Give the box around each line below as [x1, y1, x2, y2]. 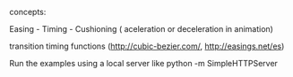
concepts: [9, 7, 47, 17]
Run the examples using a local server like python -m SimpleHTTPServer [9, 58, 278, 68]
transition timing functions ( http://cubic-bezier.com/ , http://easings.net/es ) [9, 41, 285, 51]
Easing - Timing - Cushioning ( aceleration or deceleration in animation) [9, 24, 273, 34]
